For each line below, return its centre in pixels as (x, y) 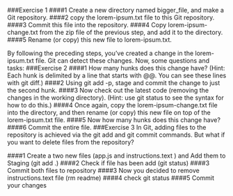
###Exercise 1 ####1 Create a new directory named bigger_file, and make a (115, 10)
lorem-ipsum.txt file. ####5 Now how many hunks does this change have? (114, 120)
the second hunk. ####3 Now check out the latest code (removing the (108, 90)
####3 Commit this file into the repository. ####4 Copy (87, 25)
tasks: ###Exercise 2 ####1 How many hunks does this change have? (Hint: (116, 68)
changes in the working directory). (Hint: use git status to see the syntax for (115, 98)
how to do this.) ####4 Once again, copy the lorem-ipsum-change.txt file (112, 105)
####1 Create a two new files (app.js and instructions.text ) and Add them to (116, 156)
